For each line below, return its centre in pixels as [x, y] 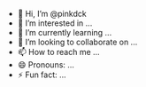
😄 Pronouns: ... [46, 65]
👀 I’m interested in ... [55, 23]
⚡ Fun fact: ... [42, 75]
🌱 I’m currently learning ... [65, 32]
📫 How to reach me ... [58, 52]
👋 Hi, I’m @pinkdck [52, 14]
